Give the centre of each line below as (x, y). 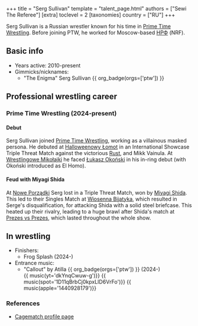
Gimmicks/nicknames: (42, 72)
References (23, 304)
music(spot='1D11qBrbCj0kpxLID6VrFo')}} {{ (77, 282)
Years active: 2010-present (48, 65)
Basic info (25, 51)
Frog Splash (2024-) (48, 257)
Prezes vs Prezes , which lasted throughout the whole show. (79, 218)
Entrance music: (34, 263)
